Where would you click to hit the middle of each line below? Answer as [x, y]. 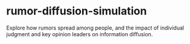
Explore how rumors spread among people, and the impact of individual [95, 28]
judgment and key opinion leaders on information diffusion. [80, 34]
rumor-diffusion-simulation [77, 11]
